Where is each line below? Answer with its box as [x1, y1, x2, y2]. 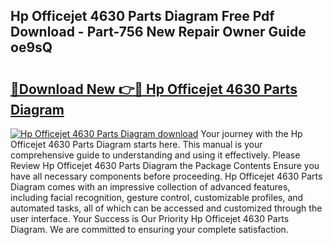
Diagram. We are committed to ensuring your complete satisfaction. [10, 224, 289, 235]
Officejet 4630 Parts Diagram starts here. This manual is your [10, 139, 263, 150]
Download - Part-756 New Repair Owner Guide [10, 24, 307, 41]
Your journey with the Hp [200, 128, 303, 139]
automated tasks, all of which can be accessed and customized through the [10, 202, 323, 214]
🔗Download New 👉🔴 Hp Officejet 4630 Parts [10, 80, 298, 98]
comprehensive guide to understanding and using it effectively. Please [10, 149, 301, 161]
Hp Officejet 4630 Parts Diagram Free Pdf [10, 8, 275, 25]
